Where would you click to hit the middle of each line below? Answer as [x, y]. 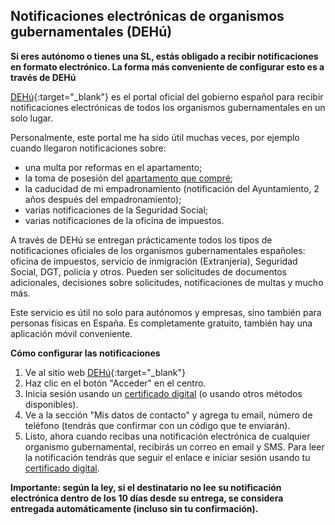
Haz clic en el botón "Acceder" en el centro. [115, 383]
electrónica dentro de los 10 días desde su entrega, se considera [147, 498]
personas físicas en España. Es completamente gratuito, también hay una [161, 323]
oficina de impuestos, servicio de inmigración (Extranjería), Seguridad [154, 261]
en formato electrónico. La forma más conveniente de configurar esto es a [167, 66]
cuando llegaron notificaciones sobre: [88, 148]
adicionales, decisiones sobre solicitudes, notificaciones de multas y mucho [167, 282]
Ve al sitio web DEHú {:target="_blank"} [105, 372]
